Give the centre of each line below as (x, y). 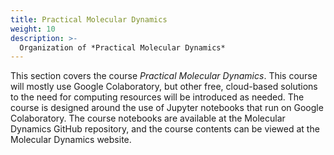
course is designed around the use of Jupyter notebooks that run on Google (167, 108)
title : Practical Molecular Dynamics (89, 19)
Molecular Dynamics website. (71, 140)
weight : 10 (33, 29)
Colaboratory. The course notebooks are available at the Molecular (148, 118)
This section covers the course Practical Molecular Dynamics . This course (164, 76)
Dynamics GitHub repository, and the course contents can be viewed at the (165, 129)
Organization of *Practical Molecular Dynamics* (122, 47)
